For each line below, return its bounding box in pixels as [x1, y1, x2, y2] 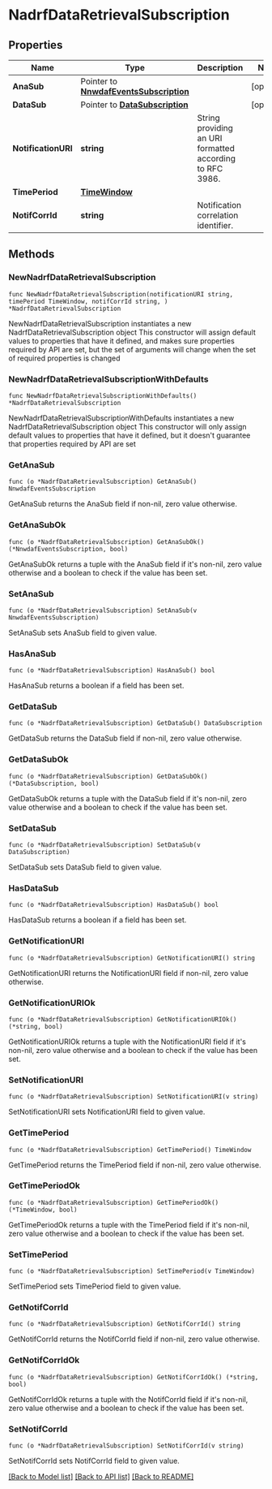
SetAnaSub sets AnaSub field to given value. [8, 628, 158, 637]
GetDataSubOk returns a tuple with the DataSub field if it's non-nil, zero [8, 793, 247, 803]
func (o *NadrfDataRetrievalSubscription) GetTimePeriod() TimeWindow [8, 1146, 252, 1154]
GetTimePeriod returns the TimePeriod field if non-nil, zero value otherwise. [8, 1159, 261, 1170]
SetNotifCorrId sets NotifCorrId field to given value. [8, 1456, 180, 1466]
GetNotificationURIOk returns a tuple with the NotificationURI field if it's [8, 1037, 247, 1047]
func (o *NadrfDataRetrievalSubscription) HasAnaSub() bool [8, 667, 216, 675]
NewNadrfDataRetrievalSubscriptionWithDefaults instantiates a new [8, 412, 235, 423]
